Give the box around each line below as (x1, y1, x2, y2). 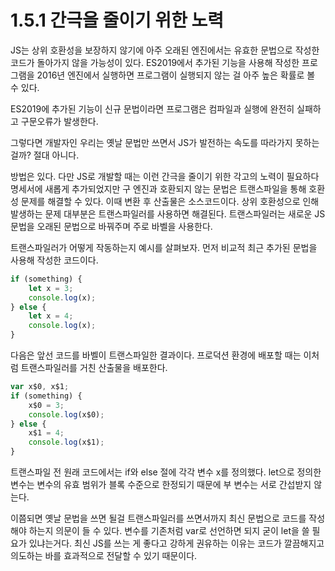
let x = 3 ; (28, 283, 74, 293)
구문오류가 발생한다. (20, 115, 99, 127)
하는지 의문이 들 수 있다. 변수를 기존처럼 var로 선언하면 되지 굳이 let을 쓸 (28, 525, 310, 537)
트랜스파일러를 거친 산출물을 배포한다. (20, 362, 168, 374)
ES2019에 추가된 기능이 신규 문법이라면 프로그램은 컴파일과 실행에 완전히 (10, 102, 295, 115)
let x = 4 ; (28, 311, 74, 321)
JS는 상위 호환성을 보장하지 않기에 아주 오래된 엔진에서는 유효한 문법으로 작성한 (10, 44, 320, 56)
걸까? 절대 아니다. (10, 149, 80, 161)
